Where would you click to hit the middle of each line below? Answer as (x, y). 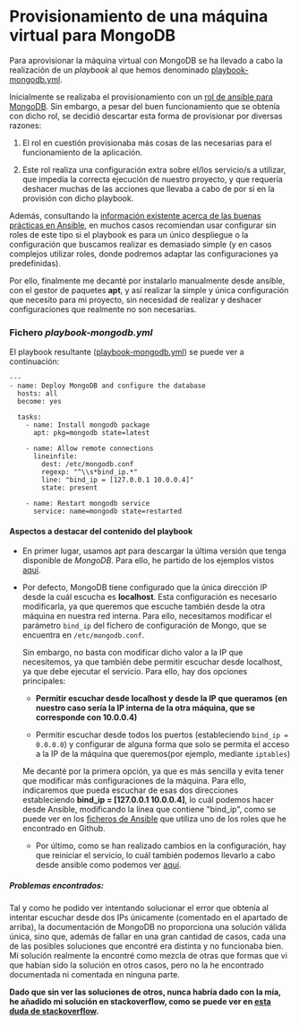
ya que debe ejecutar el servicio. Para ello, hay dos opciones (135, 672)
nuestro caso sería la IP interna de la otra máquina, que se (145, 708)
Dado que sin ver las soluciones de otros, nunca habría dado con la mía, (145, 992)
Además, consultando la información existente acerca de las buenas (135, 215)
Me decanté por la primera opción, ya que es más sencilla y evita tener (153, 771)
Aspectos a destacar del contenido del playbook (101, 531)
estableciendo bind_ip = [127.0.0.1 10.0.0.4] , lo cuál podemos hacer (148, 800)
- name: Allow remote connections (90, 449)
